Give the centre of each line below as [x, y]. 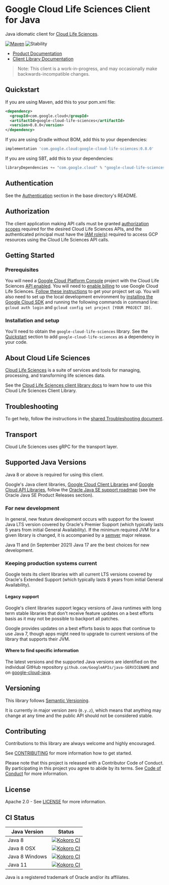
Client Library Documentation [43, 58]
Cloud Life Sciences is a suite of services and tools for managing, [73, 370]
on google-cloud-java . [28, 672]
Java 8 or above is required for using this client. [55, 474]
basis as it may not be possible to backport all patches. [62, 618]
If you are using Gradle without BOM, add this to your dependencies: [76, 140]
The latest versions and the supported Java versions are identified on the [81, 662]
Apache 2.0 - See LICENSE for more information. [56, 802]
